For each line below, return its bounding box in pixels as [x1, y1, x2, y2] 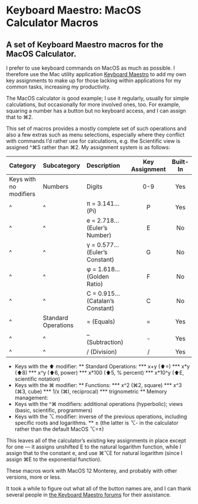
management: [14, 394, 49, 401]
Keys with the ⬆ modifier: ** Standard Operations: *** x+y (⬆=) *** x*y [14, 363, 190, 369]
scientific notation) [14, 375, 61, 382]
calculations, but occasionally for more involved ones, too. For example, [6, 101, 181, 108]
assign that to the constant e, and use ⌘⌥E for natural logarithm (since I [6, 450, 183, 456]
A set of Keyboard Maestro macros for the [6, 40, 164, 50]
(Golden [86, 273, 109, 280]
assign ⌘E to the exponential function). [6, 456, 102, 463]
